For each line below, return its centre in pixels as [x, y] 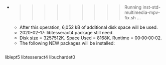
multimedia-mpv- [142, 12]
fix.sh [130, 18]
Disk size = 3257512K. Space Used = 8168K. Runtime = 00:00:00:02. [91, 38]
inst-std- [151, 7]
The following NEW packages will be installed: [67, 43]
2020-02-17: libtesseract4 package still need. [66, 32]
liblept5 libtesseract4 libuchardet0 [40, 57]
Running [133, 7]
